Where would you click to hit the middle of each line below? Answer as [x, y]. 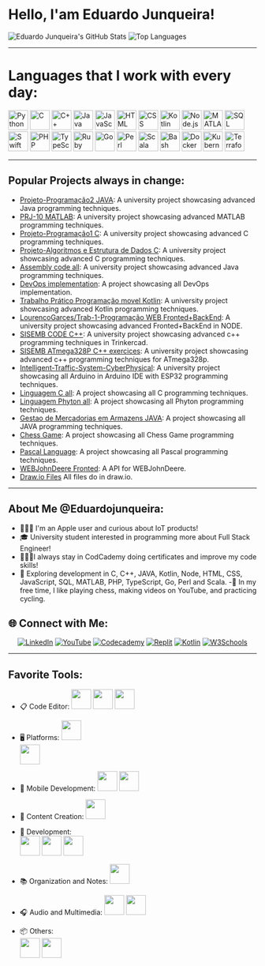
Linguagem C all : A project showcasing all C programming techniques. [134, 393]
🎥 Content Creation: [52, 817]
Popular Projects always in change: [97, 180]
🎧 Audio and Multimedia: [61, 912]
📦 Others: [36, 931]
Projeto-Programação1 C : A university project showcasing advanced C [134, 233]
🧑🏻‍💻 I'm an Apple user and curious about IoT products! [109, 528]
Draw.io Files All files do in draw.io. [76, 476]
